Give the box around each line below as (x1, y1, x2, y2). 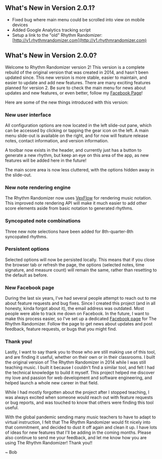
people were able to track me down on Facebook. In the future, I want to (5, 311, 149, 317)
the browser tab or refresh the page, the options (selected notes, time (5, 261, 145, 268)
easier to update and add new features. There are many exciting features (5, 79, 151, 85)
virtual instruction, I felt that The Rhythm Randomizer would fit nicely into (5, 419, 151, 425)
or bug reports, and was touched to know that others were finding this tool (5, 399, 154, 406)
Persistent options (5, 245, 49, 252)
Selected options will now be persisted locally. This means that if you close (5, 257, 155, 262)
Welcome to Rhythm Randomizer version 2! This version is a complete (5, 64, 145, 70)
